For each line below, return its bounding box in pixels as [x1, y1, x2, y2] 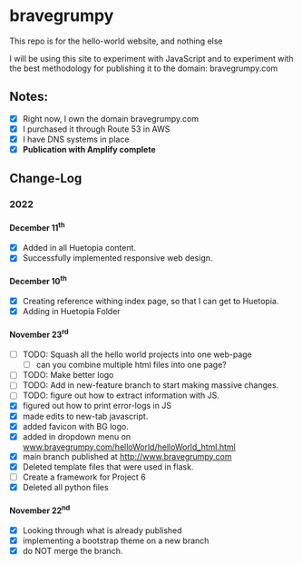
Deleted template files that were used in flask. [22, 461, 194, 472]
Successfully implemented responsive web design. [22, 253, 213, 263]
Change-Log [9, 171, 83, 186]
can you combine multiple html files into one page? [35, 360, 227, 371]
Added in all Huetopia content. [22, 243, 137, 253]
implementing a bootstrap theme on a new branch [22, 535, 209, 546]
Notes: [9, 89, 48, 104]
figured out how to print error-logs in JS [22, 401, 172, 411]
